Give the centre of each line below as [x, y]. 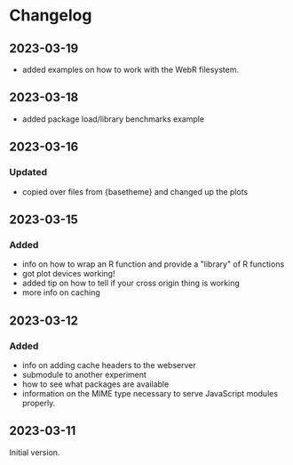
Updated [28, 172]
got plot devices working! [68, 274]
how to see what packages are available [95, 384]
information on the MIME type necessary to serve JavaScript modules [150, 393]
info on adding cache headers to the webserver [109, 365]
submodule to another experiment [84, 374]
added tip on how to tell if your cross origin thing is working [131, 283]
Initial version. [35, 452]
